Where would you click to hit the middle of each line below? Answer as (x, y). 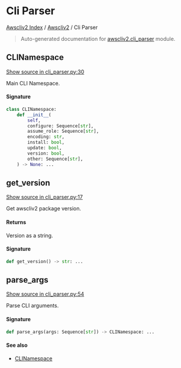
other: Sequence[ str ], (55, 159)
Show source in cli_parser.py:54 (45, 294)
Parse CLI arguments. (33, 306)
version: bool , (46, 153)
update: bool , (45, 148)
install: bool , (46, 143)
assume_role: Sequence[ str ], (63, 132)
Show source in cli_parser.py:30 (45, 72)
